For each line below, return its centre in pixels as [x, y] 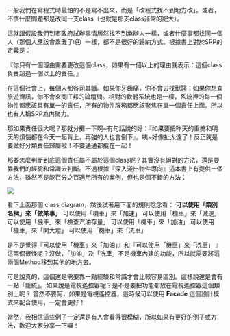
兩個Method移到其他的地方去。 [51, 262]
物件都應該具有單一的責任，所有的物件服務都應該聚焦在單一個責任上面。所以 [115, 105]
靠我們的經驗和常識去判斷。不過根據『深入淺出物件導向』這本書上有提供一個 [115, 169]
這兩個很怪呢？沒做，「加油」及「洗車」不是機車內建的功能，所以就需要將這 [114, 253]
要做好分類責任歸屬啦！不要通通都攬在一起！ [70, 145]
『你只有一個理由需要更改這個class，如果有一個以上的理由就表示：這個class [115, 65]
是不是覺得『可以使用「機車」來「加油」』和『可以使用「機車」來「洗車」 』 [114, 245]
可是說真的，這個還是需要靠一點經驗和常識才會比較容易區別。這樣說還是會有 [115, 277]
